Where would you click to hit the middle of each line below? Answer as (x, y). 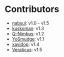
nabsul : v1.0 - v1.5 (30, 23)
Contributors (32, 9)
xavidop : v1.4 (25, 44)
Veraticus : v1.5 (27, 49)
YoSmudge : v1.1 (28, 39)
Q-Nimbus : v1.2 (28, 33)
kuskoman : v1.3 (28, 28)
